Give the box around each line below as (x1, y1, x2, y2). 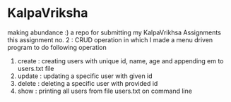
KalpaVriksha (7, 5, 88, 21)
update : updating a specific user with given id (17, 72, 153, 80)
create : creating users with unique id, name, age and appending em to (17, 56, 224, 65)
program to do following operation (7, 43, 107, 51)
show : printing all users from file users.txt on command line (17, 87, 193, 95)
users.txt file (17, 64, 54, 72)
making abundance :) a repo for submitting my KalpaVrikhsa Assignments (7, 28, 221, 37)
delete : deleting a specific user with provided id (17, 79, 158, 87)
